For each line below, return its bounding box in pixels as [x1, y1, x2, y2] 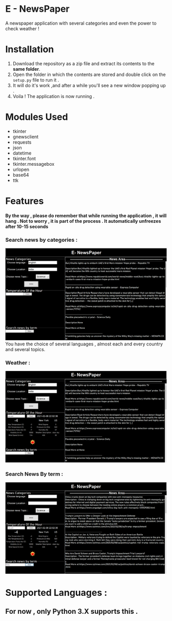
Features [5, 196, 44, 207]
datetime [12, 150, 32, 156]
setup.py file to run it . [12, 76, 59, 83]
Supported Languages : [5, 587, 107, 598]
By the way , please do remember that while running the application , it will [5, 212, 167, 219]
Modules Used [5, 111, 68, 123]
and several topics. [5, 346, 46, 352]
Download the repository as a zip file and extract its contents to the [12, 60, 155, 67]
